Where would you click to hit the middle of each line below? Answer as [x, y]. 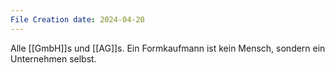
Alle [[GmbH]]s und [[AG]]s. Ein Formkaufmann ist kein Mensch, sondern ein [168, 48]
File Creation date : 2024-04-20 [77, 19]
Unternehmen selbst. [53, 58]
